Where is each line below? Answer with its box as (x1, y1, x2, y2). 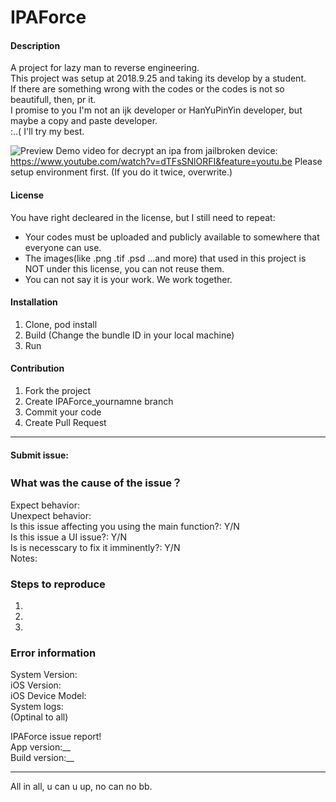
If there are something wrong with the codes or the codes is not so (10, 83, 285, 95)
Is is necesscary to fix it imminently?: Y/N (10, 541, 181, 553)
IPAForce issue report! (10, 731, 102, 743)
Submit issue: (10, 449, 69, 461)
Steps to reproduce (10, 577, 106, 591)
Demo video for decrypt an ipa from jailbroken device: (55, 145, 278, 157)
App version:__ (10, 741, 72, 753)
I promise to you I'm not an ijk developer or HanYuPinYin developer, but (10, 104, 303, 116)
